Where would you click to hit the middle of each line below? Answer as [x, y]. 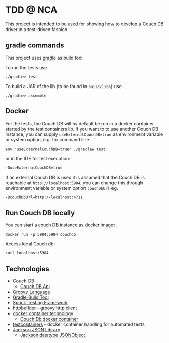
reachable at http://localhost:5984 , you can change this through [74, 183]
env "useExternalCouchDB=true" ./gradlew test [55, 149]
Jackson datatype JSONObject [53, 335]
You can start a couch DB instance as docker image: [60, 225]
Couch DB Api [35, 287]
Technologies [27, 269]
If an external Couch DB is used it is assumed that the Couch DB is [75, 177]
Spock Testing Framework [40, 303]
